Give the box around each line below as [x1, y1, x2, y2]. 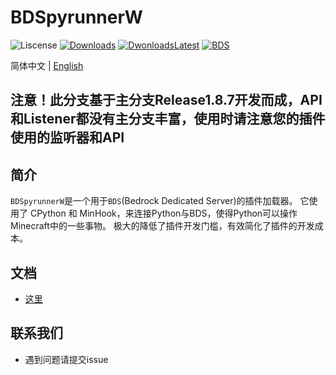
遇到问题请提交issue [24, 353, 109, 365]
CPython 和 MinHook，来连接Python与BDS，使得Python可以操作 [29, 207, 298, 220]
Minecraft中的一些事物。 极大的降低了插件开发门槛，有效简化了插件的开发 [10, 220, 315, 232]
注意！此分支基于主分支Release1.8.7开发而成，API [10, 92, 323, 109]
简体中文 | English [10, 59, 84, 71]
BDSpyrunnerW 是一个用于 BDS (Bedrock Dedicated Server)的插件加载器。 [10, 195, 298, 207]
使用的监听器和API [10, 129, 125, 146]
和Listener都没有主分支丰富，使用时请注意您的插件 [10, 111, 326, 128]
